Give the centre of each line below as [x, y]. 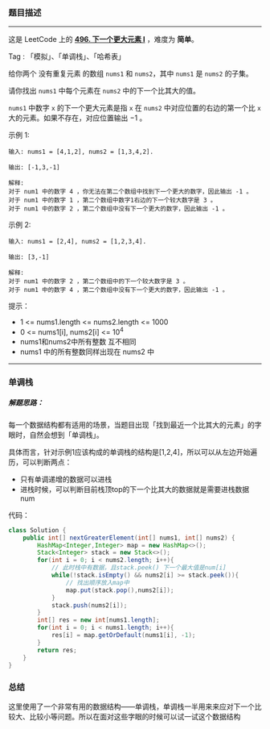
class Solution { [37, 530]
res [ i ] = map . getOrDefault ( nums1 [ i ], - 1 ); [123, 635]
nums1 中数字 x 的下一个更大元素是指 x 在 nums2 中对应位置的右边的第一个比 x [135, 108]
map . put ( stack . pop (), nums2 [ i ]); [120, 590]
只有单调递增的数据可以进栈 [66, 479]
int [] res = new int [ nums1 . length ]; [98, 620]
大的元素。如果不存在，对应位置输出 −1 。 [78, 118]
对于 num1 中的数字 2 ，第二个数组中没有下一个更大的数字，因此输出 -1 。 [119, 209]
